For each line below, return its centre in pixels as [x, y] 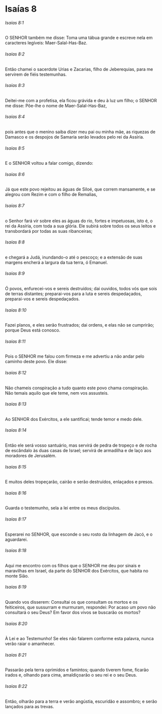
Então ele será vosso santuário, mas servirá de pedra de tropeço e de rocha [81, 445]
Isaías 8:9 [15, 274]
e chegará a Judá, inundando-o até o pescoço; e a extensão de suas [74, 257]
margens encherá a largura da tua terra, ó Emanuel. [57, 262]
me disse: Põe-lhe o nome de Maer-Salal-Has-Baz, [56, 105]
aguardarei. [16, 539]
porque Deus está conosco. [33, 330]
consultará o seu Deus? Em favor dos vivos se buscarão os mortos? [73, 612]
